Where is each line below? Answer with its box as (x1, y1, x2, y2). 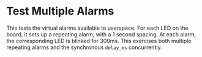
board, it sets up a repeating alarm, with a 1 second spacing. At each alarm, (6, 30, 196, 38)
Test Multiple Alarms (6, 4, 114, 18)
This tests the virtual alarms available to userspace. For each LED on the (6, 24, 189, 32)
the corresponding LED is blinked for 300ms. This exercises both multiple (6, 37, 192, 44)
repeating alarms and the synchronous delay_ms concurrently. (6, 44, 162, 51)
